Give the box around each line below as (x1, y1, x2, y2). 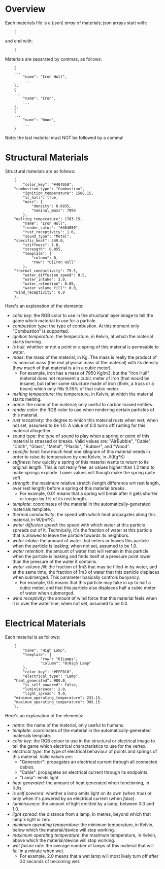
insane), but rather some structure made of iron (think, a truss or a (19, 381, 154, 386)
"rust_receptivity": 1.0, (23, 229, 76, 235)
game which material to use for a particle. (12, 317, 97, 323)
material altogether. (12, 427, 52, 433)
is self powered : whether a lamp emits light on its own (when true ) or (12, 790, 152, 796)
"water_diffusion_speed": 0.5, (23, 273, 87, 278)
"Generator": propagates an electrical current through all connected (19, 759, 158, 765)
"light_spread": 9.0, (23, 691, 67, 696)
